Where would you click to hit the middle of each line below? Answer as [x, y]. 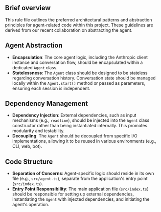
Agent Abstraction [34, 46]
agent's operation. [31, 205]
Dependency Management [46, 104]
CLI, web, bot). [27, 146]
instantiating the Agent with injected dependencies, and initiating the [81, 199]
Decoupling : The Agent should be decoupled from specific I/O [75, 136]
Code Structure [29, 162]
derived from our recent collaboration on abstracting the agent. [69, 30]
